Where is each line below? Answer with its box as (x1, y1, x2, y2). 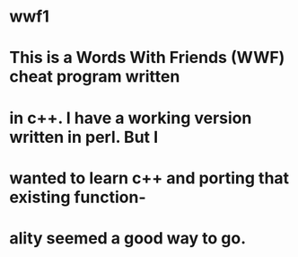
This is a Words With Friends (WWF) (9, 48, 285, 68)
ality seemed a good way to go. (9, 227, 247, 248)
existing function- (9, 187, 146, 208)
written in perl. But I (9, 127, 159, 147)
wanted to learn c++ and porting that (9, 168, 290, 188)
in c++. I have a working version (9, 108, 252, 128)
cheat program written (9, 66, 180, 87)
